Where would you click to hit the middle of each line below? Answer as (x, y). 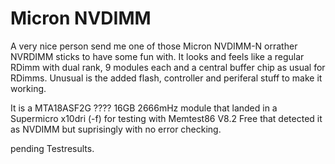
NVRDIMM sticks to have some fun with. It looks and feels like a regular (157, 56)
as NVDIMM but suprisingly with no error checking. (116, 129)
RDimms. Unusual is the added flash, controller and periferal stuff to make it (166, 78)
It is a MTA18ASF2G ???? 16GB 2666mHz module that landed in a (144, 108)
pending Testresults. (52, 148)
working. (28, 88)
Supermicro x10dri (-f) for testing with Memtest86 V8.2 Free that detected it (166, 118)
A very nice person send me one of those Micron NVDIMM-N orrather (154, 46)
